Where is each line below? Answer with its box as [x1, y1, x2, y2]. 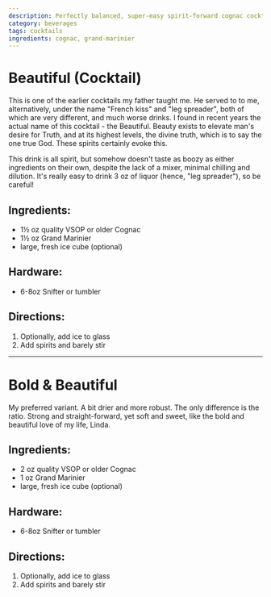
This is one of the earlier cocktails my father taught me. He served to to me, [8, 96, 260, 106]
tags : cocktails [8, 27, 63, 35]
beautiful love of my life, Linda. [8, 420, 111, 429]
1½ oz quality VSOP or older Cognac [19, 225, 141, 234]
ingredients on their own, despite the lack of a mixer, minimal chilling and [8, 163, 251, 173]
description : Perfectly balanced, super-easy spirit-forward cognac [8, 11, 244, 20]
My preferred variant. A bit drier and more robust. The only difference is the [8, 403, 260, 412]
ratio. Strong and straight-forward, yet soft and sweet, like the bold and [8, 411, 244, 420]
